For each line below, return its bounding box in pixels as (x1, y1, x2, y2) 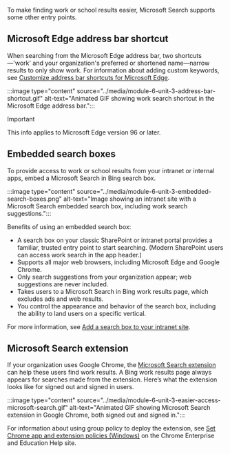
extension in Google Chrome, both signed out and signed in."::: (7, 411, 185, 420)
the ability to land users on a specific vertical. (17, 309, 147, 317)
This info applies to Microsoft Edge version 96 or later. (7, 128, 161, 137)
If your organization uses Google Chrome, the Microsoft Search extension (7, 361, 216, 369)
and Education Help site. (7, 439, 77, 447)
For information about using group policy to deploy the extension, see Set (7, 424, 216, 433)
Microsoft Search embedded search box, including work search (7, 201, 188, 210)
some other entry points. (7, 13, 77, 21)
